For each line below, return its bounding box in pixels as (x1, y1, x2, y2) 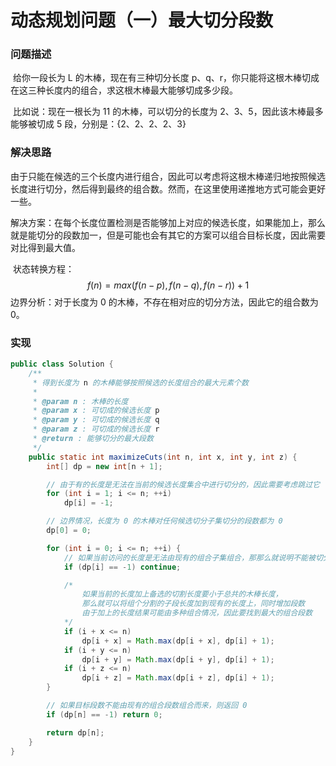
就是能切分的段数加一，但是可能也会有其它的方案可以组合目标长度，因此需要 (10, 229, 326, 241)
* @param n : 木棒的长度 (32, 396, 129, 406)
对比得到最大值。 (10, 241, 81, 253)
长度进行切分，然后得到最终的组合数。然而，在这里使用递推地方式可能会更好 (10, 182, 326, 195)
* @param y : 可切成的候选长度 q (32, 415, 160, 425)
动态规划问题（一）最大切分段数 (10, 9, 274, 32)
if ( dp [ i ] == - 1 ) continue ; (63, 562, 182, 572)
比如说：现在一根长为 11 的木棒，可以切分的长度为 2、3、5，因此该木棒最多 (12, 106, 324, 118)
